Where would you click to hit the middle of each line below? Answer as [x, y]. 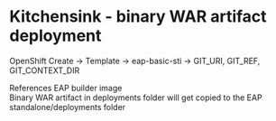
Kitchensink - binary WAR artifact [138, 17]
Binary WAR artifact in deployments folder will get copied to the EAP [136, 98]
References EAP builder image [66, 88]
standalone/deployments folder [68, 107]
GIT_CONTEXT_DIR [45, 70]
